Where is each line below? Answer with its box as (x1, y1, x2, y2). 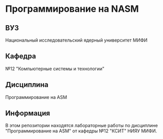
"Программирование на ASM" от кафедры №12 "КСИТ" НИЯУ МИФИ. (5, 128, 157, 134)
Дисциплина (5, 81, 49, 89)
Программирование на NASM (5, 3, 139, 15)
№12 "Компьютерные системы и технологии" (5, 65, 105, 72)
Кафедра (5, 52, 36, 61)
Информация (5, 109, 50, 118)
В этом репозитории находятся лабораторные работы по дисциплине (5, 123, 158, 129)
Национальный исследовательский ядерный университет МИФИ (5, 37, 148, 43)
